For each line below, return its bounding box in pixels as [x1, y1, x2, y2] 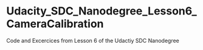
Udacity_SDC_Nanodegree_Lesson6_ [6, 4, 198, 18]
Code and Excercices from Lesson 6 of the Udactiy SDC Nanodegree [6, 37, 179, 44]
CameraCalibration [6, 17, 104, 31]
